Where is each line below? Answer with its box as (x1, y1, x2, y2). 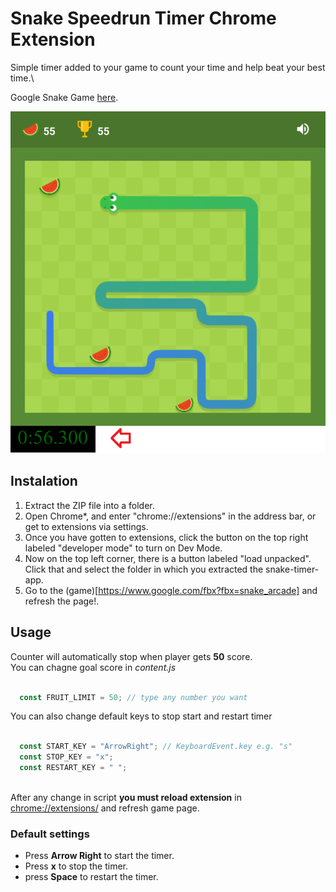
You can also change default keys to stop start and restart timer (10, 710, 273, 722)
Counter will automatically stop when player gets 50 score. (10, 650, 253, 662)
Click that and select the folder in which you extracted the (24, 563, 264, 575)
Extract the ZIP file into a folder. (24, 499, 155, 511)
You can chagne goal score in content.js (10, 661, 177, 673)
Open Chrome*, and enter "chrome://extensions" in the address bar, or (24, 510, 317, 522)
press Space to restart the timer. (24, 871, 159, 883)
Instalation (10, 473, 78, 490)
